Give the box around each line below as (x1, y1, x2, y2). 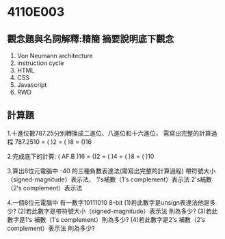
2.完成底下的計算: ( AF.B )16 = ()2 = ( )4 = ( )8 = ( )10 (7, 152, 155, 160)
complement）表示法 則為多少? (7, 224, 96, 232)
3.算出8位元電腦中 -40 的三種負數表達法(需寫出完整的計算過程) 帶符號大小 (7, 166, 216, 175)
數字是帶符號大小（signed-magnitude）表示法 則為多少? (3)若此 (37, 207, 218, 215)
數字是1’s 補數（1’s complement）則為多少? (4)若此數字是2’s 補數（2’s (7, 215, 205, 223)
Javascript (16, 81, 47, 89)
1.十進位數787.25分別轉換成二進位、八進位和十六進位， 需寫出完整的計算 (7, 129, 212, 137)
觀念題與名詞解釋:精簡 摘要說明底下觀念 (7, 33, 174, 45)
